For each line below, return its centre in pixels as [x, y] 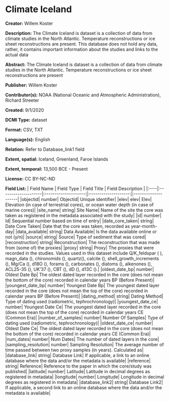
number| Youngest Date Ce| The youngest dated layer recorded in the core [83, 307]
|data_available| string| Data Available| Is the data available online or [86, 231]
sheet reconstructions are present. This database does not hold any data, [81, 44]
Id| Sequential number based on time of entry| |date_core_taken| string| [79, 221]
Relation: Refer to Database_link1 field [45, 149]
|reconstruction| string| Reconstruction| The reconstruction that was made [82, 242]
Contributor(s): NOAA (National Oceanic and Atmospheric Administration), [83, 95]
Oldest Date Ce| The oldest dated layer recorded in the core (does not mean [84, 328]
